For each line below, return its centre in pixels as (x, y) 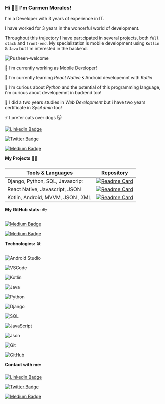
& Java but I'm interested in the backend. (47, 49)
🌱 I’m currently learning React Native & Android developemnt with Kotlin (79, 78)
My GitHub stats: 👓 (26, 210)
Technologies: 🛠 (23, 244)
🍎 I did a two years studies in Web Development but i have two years (75, 102)
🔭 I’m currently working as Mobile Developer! (51, 68)
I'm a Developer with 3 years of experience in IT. (55, 19)
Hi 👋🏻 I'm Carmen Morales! (38, 8)
